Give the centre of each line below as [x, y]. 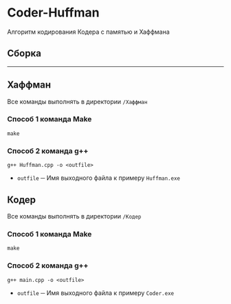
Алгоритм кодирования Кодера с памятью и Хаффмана [88, 32]
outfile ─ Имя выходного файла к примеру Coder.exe [95, 293]
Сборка [24, 53]
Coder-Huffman [53, 13]
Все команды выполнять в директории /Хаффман [77, 101]
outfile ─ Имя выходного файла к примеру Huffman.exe [99, 178]
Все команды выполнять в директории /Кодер [74, 216]
